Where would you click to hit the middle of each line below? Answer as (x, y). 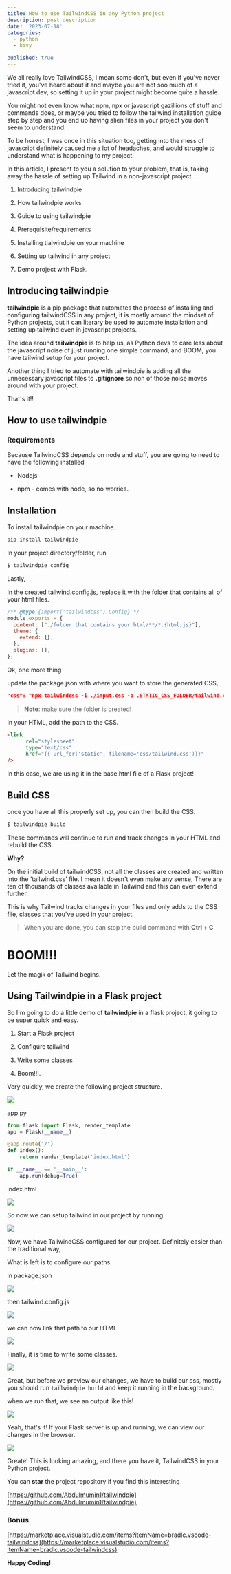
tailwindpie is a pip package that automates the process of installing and (110, 308)
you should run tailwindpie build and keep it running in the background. (111, 1387)
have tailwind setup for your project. (58, 357)
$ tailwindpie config (38, 566)
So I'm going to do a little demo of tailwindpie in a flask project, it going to (112, 1012)
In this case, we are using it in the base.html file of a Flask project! (101, 774)
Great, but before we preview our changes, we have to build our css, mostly (114, 1380)
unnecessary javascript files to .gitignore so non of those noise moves (107, 378)
